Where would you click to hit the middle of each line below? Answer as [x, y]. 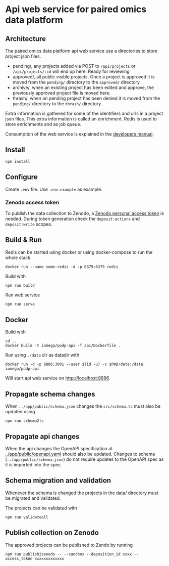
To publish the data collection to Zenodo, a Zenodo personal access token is [84, 213]
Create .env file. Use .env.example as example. [54, 189]
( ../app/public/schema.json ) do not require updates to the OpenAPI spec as [84, 459]
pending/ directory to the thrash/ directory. [57, 104]
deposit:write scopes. [29, 224]
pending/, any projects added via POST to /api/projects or [74, 66]
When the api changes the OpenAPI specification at [59, 449]
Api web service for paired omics [76, 9]
